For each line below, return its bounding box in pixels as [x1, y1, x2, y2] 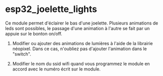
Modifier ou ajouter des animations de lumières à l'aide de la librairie [12, 40, 153, 46]
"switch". [12, 51, 31, 57]
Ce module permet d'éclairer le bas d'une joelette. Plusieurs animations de [5, 20, 159, 26]
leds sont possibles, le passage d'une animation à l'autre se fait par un [5, 25, 150, 31]
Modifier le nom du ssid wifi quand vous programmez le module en [12, 60, 150, 66]
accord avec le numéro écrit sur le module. [12, 66, 101, 72]
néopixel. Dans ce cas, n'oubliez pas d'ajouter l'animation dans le [12, 45, 147, 51]
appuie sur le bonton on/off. [5, 30, 62, 36]
